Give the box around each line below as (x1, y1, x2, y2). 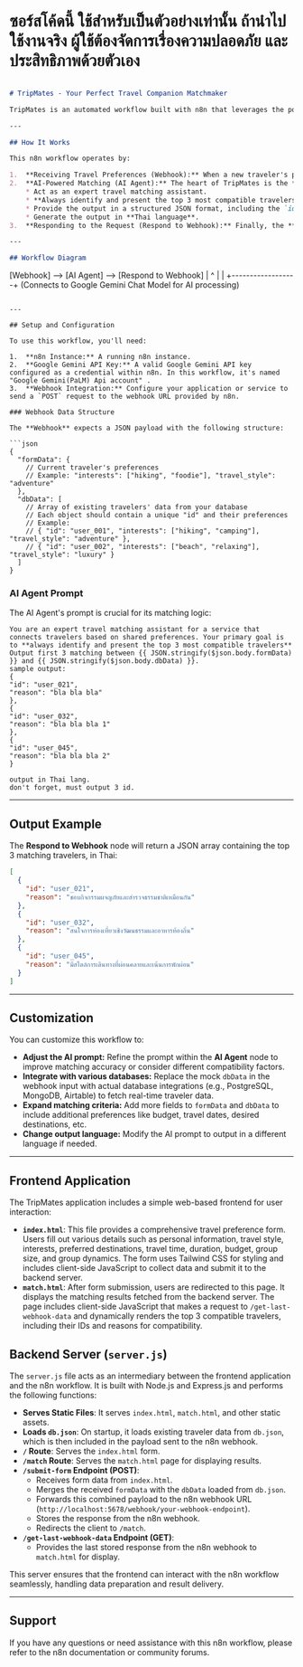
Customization (9, 1010, 95, 1026)
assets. (22, 1416, 50, 1427)
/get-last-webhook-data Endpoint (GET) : (22, 1531, 174, 1543)
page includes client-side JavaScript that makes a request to (22, 1301, 249, 1312)
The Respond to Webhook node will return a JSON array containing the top (9, 840, 290, 851)
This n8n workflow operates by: (9, 154, 131, 164)
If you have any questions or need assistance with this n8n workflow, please (9, 1637, 293, 1648)
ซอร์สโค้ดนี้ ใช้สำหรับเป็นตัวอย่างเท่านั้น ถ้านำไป (9, 11, 287, 32)
